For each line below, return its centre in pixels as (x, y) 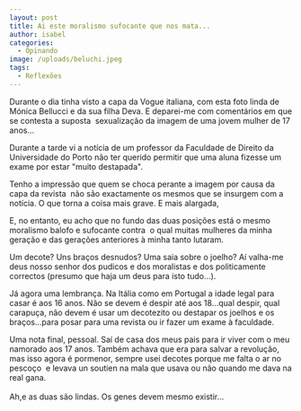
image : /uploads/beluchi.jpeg (66, 59)
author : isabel (38, 34)
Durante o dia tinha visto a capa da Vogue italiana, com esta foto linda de (145, 101)
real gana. (28, 377)
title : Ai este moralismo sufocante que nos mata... (110, 26)
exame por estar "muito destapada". (76, 166)
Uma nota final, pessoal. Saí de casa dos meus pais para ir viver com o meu (150, 339)
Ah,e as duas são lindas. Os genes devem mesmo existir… (117, 397)
